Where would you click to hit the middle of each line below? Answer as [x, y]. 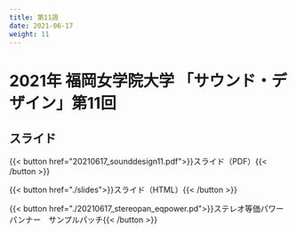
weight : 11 [29, 34]
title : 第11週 [34, 17]
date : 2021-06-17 [41, 26]
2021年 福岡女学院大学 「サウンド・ [140, 80]
